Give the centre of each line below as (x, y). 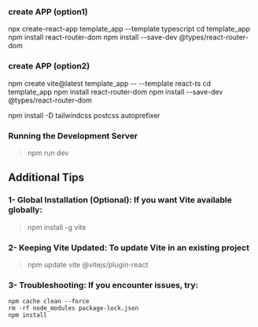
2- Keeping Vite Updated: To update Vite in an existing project (129, 247)
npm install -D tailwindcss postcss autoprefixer (85, 115)
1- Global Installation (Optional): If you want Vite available (120, 200)
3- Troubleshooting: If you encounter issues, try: (103, 284)
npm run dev (48, 153)
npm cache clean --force (49, 302)
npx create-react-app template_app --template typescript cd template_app (129, 29)
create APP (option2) (49, 66)
